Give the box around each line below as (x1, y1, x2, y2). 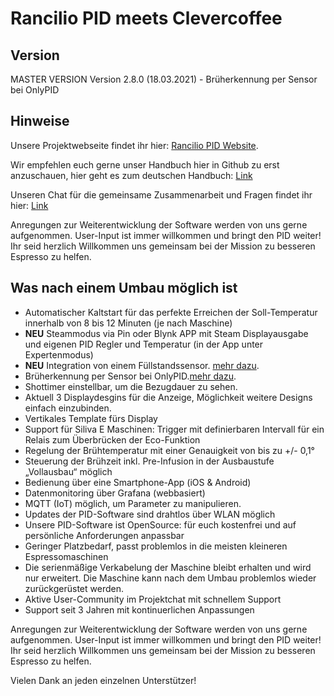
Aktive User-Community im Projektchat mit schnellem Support (24, 593, 282, 605)
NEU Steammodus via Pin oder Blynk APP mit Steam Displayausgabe (24, 327, 309, 339)
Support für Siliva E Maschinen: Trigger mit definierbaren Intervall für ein (24, 423, 325, 435)
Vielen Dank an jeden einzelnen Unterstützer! (10, 674, 197, 686)
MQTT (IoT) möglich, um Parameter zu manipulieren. (24, 497, 242, 509)
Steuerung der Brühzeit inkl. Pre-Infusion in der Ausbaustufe (24, 455, 275, 467)
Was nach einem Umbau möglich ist (10, 280, 238, 297)
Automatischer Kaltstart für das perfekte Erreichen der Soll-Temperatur (24, 306, 318, 318)
